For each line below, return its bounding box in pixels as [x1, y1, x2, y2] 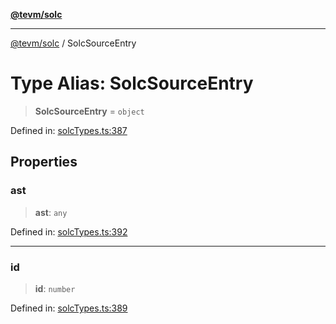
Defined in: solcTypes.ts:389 [10, 302, 128, 314]
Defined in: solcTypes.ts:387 [10, 124, 128, 136]
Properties [10, 154, 78, 171]
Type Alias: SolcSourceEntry [10, 72, 254, 95]
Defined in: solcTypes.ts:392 [10, 225, 128, 238]
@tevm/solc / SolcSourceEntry [10, 37, 137, 49]
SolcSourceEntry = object [34, 105, 145, 117]
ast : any [34, 206, 68, 218]
